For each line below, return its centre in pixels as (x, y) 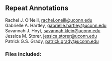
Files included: (23, 54)
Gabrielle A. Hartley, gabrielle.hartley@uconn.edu (56, 25)
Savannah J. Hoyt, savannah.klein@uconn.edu (53, 30)
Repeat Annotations (37, 8)
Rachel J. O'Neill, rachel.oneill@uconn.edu (49, 20)
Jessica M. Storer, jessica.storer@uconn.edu (51, 36)
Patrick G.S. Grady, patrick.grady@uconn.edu (52, 41)
